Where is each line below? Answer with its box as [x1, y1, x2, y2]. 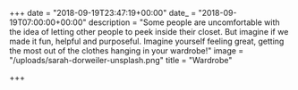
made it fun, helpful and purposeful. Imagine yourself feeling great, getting [9, 36, 285, 46]
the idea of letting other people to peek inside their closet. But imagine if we [9, 27, 289, 37]
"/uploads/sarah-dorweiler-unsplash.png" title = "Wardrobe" [9, 55, 233, 65]
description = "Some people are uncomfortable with [88, 17, 280, 28]
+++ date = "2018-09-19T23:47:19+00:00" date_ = [9, 8, 197, 18]
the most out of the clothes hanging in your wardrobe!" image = [9, 45, 244, 56]
